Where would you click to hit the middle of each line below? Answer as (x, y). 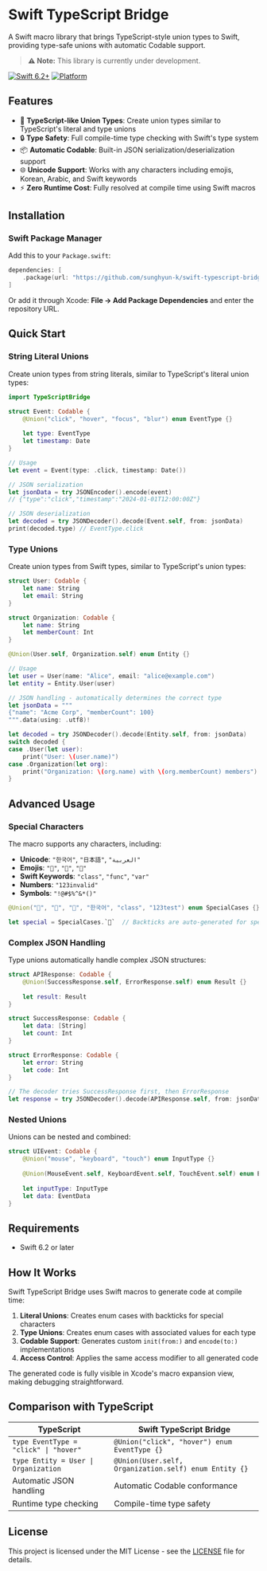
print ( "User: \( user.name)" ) (71, 756)
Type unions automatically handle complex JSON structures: (107, 960)
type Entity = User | (53, 1461)
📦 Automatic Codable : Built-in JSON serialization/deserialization (127, 150)
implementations (47, 1349)
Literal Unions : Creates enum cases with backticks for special (122, 1316)
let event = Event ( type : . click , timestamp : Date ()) (97, 470)
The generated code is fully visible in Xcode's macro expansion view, (121, 1373)
